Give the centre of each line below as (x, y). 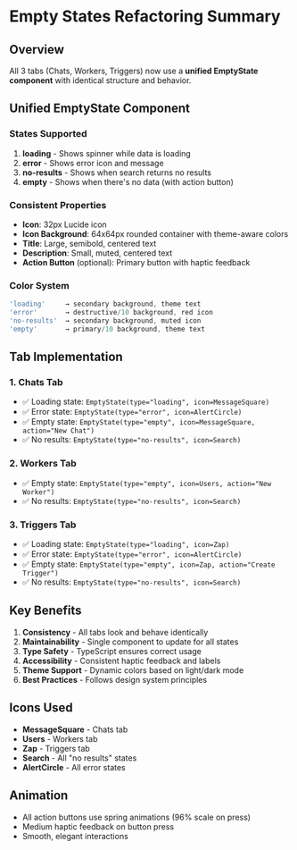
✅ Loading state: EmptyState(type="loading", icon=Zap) (126, 544)
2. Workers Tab (43, 464)
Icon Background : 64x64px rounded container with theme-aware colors (155, 233)
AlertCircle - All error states (74, 767)
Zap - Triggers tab (56, 748)
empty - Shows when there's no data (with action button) (128, 181)
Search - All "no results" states (79, 758)
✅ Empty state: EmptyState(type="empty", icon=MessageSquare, (139, 422)
